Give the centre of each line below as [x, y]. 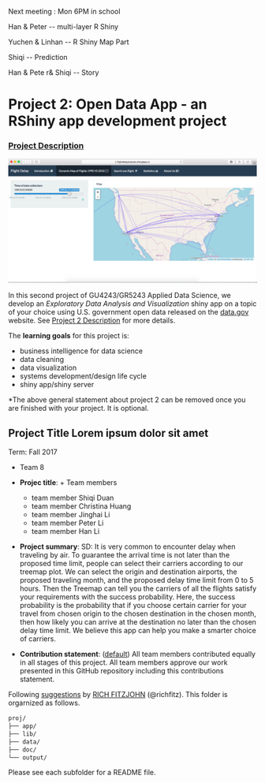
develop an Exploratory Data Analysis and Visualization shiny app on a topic [132, 304]
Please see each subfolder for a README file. [82, 773]
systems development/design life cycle [83, 376]
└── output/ [28, 758]
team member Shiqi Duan [73, 498]
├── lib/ [22, 734]
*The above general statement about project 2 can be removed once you [127, 400]
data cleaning [42, 360]
